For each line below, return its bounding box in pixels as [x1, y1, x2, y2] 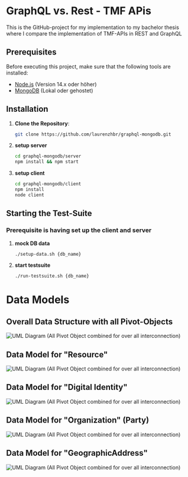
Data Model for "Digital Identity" [6, 382, 128, 392]
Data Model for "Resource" [6, 349, 108, 359]
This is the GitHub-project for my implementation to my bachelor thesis [6, 24, 179, 31]
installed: [6, 69, 28, 76]
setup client [14, 170, 45, 177]
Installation [6, 104, 48, 114]
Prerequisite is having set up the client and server [6, 226, 152, 234]
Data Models [6, 293, 70, 307]
